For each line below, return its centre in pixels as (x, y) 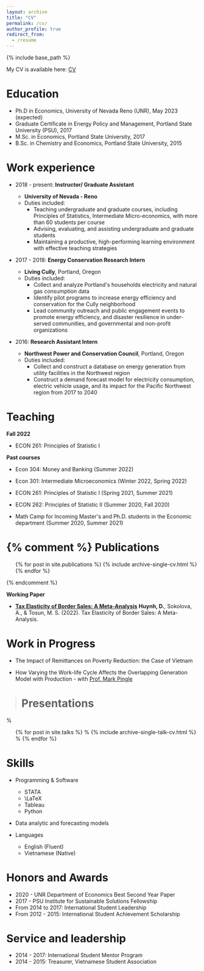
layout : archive (27, 12)
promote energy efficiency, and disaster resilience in (99, 317)
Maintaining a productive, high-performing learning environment (114, 242)
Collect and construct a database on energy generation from (109, 366)
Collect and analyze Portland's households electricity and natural (115, 284)
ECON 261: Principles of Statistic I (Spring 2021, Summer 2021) (94, 493)
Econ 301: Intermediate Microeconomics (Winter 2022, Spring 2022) (101, 481)
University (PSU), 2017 (43, 130)
